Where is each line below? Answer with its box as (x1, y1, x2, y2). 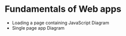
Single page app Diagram (12, 25, 65, 31)
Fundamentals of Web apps (5, 3, 121, 15)
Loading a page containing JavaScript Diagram (12, 20, 109, 26)
